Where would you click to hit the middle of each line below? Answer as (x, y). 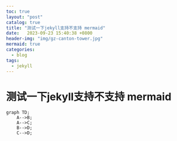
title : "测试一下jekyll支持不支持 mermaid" (56, 28)
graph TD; (18, 113)
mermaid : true (23, 44)
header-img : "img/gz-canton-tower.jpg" (55, 39)
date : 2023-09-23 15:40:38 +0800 (49, 33)
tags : (13, 60)
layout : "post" (25, 17)
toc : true (18, 11)
